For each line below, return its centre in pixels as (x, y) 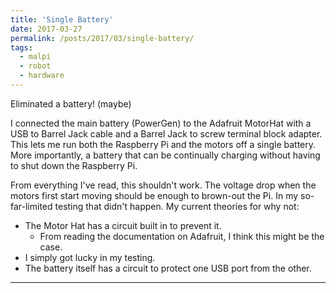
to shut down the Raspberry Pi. (74, 165)
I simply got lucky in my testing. (90, 257)
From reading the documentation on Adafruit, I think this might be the (182, 236)
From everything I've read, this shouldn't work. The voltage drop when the (163, 185)
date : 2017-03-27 (46, 29)
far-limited (31, 206)
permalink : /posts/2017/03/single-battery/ (102, 38)
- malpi (35, 57)
